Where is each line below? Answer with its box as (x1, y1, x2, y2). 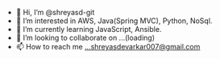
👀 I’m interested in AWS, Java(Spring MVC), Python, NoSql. (15, 16, 213, 26)
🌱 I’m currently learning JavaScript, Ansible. (15, 25, 162, 33)
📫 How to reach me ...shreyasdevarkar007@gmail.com (15, 42, 201, 51)
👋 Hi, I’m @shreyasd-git (15, 8, 95, 17)
